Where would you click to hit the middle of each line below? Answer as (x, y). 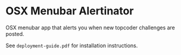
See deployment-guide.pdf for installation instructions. (72, 45)
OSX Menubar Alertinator (70, 11)
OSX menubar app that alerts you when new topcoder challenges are (90, 27)
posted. (15, 33)
